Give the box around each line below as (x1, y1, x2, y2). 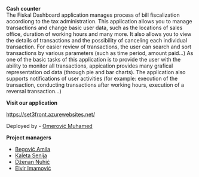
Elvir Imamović (14, 164, 51, 172)
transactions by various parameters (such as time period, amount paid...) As (6, 50, 194, 56)
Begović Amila (14, 146, 51, 152)
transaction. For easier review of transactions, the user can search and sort (6, 43, 192, 50)
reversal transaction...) (6, 88, 62, 94)
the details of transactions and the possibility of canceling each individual (6, 37, 188, 44)
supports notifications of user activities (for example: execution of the (6, 75, 178, 82)
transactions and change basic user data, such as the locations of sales (6, 24, 183, 31)
